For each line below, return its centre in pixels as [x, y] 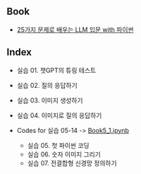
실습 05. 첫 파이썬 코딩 [58, 145]
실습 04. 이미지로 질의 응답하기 [59, 115]
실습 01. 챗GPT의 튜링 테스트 [56, 70]
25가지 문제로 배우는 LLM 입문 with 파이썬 [75, 29]
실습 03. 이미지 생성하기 [50, 100]
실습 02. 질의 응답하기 [47, 85]
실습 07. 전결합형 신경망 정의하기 [72, 163]
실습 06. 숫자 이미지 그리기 [64, 154]
